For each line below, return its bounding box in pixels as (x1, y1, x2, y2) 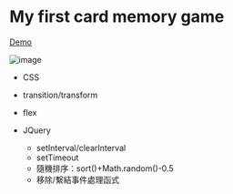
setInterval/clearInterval (35, 142, 127, 153)
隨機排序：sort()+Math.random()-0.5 (35, 162, 175, 174)
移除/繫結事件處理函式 (35, 174, 120, 185)
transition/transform (22, 89, 98, 100)
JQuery (22, 125, 52, 136)
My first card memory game (9, 6, 225, 27)
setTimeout (35, 152, 79, 163)
